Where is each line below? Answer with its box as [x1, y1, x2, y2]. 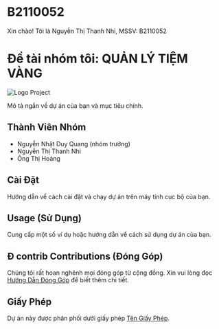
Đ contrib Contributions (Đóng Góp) [7, 250, 163, 262]
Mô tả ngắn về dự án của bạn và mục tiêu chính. [7, 101, 143, 110]
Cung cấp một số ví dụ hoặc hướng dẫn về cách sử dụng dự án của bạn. [7, 231, 211, 239]
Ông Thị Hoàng [16, 154, 60, 162]
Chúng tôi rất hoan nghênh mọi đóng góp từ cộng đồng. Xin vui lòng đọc [7, 269, 213, 277]
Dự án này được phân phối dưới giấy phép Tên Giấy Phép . [7, 314, 170, 322]
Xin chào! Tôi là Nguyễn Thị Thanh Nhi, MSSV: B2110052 [7, 27, 167, 35]
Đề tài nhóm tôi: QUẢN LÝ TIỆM [7, 51, 189, 67]
